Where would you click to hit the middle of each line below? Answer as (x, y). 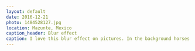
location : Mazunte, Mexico (39, 28)
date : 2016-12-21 (27, 17)
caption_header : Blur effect (42, 33)
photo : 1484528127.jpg (34, 22)
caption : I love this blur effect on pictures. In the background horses (98, 39)
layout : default (26, 11)
